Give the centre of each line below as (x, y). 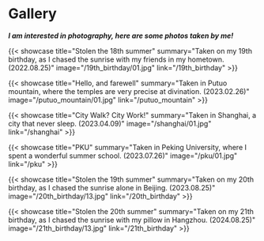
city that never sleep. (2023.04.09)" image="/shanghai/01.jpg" (110, 123)
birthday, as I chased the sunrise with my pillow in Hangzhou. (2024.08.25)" (132, 220)
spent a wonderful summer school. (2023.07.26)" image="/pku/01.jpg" (123, 156)
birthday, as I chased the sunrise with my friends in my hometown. (116, 59)
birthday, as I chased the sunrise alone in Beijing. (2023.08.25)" (112, 187)
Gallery (32, 14)
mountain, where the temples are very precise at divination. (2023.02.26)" (129, 91)
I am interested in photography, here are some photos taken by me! (121, 36)
